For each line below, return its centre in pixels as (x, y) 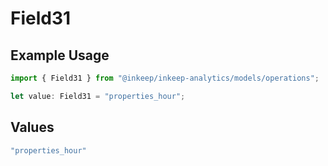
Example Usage (60, 55)
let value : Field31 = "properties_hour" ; (98, 96)
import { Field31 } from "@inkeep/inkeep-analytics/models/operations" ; (165, 78)
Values (32, 127)
